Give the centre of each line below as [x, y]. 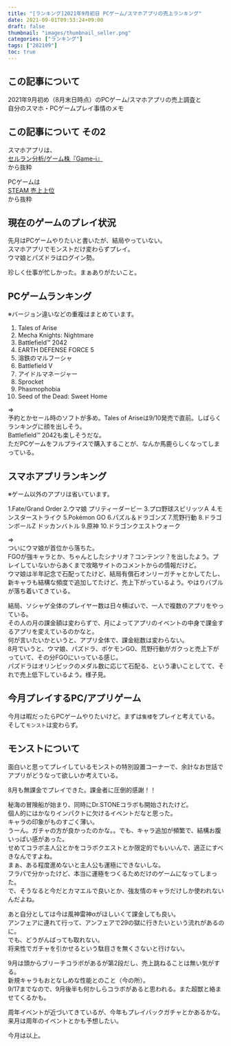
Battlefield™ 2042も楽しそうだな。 [56, 435]
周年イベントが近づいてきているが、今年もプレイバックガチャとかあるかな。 [116, 1012]
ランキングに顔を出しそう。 [47, 427]
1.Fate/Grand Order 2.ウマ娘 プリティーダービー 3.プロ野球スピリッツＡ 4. [112, 509]
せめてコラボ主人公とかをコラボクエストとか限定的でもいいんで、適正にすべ [116, 848]
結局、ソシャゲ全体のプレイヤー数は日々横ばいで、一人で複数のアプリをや [113, 605]
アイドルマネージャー [48, 374]
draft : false [26, 26]
